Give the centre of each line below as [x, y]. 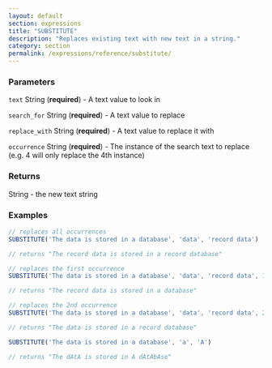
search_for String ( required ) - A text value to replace [97, 115]
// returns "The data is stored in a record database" [103, 327]
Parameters [32, 82]
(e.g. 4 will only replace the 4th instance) [77, 156]
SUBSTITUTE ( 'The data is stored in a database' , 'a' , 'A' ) [110, 342]
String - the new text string [53, 194]
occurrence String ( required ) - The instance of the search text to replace [129, 147]
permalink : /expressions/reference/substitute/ [90, 53]
